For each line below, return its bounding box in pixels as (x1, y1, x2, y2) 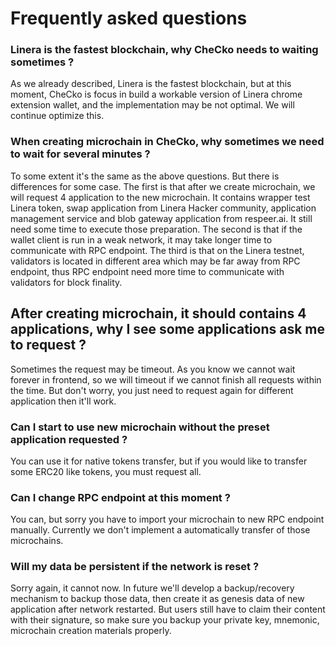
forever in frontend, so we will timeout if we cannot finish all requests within (10, 373, 322, 386)
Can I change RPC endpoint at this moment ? (10, 490, 231, 504)
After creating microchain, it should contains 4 (10, 305, 307, 322)
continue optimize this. (10, 110, 105, 122)
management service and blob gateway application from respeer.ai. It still (10, 212, 313, 224)
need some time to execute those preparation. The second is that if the (10, 223, 303, 235)
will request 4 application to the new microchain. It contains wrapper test (10, 191, 311, 203)
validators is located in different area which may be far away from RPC (10, 255, 301, 267)
